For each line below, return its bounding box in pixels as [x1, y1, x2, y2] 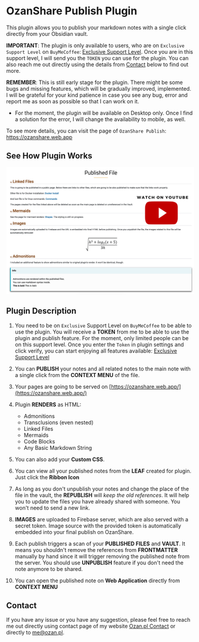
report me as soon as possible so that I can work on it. [6, 97, 139, 105]
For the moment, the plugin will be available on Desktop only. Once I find [14, 109, 193, 116]
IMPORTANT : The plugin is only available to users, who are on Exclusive [6, 42, 185, 49]
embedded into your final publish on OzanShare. [14, 528, 134, 535]
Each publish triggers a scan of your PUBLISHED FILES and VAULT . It [14, 540, 186, 547]
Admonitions [23, 412, 55, 419]
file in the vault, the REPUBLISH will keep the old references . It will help [14, 491, 189, 499]
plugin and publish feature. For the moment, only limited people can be [14, 334, 189, 341]
